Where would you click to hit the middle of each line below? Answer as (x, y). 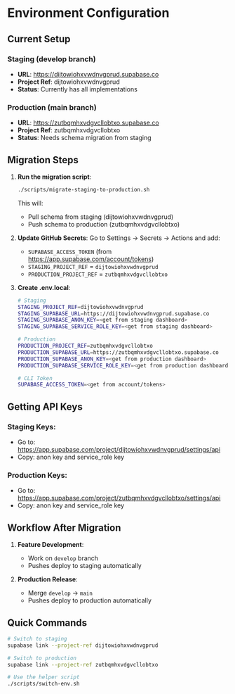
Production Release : (48, 579)
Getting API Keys (45, 406)
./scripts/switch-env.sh (43, 684)
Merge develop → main (60, 593)
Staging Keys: (32, 427)
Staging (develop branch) (52, 59)
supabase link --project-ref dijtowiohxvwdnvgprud (83, 645)
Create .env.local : (44, 287)
